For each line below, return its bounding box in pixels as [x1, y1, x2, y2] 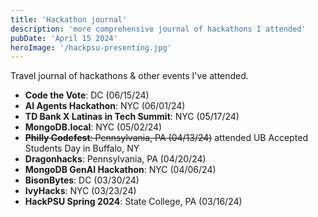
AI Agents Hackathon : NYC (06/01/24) [24, 100, 186, 112]
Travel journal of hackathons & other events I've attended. [10, 70, 249, 82]
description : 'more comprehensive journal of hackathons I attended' [10, 24, 307, 34]
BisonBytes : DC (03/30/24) [24, 174, 140, 186]
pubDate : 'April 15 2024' [10, 33, 118, 43]
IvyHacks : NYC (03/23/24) [24, 185, 137, 197]
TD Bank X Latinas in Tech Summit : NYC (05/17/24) [24, 111, 240, 123]
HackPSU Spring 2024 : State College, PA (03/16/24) [24, 196, 243, 208]
